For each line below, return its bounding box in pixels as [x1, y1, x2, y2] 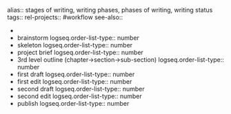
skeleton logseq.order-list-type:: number [17, 41, 133, 49]
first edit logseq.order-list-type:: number [17, 78, 132, 85]
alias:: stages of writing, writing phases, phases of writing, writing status [7, 6, 213, 14]
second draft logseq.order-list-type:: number [17, 85, 145, 93]
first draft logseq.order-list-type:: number [17, 70, 135, 78]
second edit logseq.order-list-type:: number [17, 92, 143, 100]
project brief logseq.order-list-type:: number [17, 48, 143, 56]
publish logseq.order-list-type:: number [17, 100, 130, 107]
